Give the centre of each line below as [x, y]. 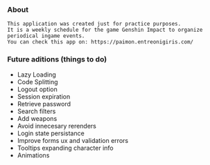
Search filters [36, 111]
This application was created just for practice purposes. [94, 24]
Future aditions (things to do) [57, 59]
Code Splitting [37, 81]
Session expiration [44, 96]
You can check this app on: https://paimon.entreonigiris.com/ [100, 42]
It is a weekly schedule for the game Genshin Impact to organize [105, 30]
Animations [33, 155]
